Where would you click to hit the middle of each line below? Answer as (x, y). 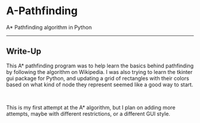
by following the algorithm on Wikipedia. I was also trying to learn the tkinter (99, 72)
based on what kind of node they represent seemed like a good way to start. (100, 85)
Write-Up (24, 51)
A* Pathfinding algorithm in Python (49, 27)
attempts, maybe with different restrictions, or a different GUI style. (88, 114)
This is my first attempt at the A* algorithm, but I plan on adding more (91, 107)
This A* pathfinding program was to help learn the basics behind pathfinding (100, 66)
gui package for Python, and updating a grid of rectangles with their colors (98, 78)
